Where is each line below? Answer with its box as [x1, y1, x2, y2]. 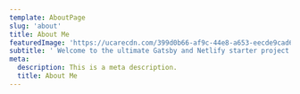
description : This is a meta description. [17, 64, 178, 73]
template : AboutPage [9, 13, 87, 22]
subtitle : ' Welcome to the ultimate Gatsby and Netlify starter [9, 47, 257, 56]
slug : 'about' [9, 21, 62, 30]
